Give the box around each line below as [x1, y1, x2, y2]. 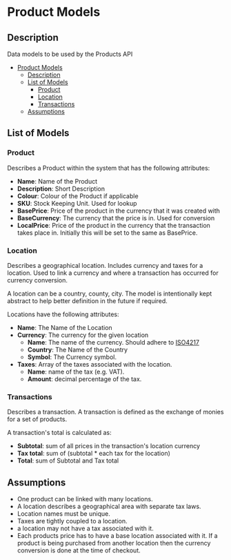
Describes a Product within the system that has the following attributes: [7, 164, 210, 172]
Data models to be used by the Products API [7, 50, 133, 58]
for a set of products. [7, 415, 68, 423]
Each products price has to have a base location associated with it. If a [17, 532, 219, 540]
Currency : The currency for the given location [17, 331, 149, 339]
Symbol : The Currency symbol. [27, 353, 117, 361]
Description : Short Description [17, 184, 106, 193]
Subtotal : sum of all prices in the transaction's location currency [17, 442, 201, 450]
